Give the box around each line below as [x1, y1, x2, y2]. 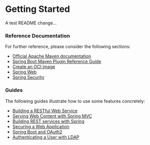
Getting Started [5, 3, 71, 15]
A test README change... [5, 20, 57, 26]
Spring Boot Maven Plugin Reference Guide [12, 59, 101, 65]
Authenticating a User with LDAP [12, 134, 79, 140]
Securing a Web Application [12, 123, 70, 130]
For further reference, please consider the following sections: [5, 44, 131, 50]
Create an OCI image [12, 64, 56, 70]
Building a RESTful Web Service [12, 108, 78, 114]
